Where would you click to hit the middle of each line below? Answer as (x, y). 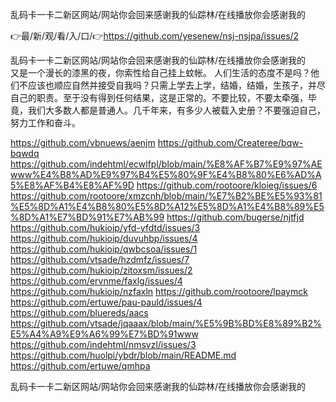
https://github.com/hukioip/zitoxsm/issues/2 (101, 270)
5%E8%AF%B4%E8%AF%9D (72, 185)
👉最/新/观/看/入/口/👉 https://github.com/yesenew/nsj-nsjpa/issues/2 (155, 36)
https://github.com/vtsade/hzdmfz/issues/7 (100, 259)
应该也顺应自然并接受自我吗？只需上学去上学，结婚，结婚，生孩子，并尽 (176, 85)
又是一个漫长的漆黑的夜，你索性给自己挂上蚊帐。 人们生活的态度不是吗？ (160, 72)
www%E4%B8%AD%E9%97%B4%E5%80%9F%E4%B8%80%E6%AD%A (166, 174)
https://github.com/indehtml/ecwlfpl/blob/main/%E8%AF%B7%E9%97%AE (166, 164)
